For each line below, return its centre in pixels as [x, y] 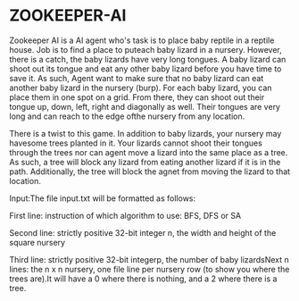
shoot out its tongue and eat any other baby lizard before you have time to [145, 69]
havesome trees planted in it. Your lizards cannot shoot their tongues [136, 143]
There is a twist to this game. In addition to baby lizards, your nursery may [145, 133]
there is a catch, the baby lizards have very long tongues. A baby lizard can [148, 59]
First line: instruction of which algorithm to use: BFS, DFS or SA [125, 215]
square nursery [37, 242]
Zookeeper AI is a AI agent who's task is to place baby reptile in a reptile [142, 40]
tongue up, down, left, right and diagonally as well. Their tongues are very [145, 106]
